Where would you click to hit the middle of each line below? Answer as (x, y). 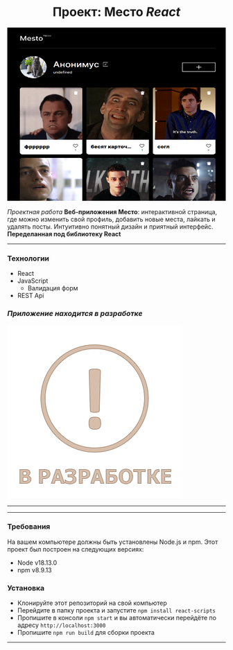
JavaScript (33, 281)
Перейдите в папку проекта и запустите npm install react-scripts (116, 611)
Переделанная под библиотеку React (64, 234)
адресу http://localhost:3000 (61, 625)
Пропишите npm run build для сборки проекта (86, 633)
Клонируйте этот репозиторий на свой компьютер (92, 603)
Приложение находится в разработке (75, 314)
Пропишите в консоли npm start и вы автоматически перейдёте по (117, 618)
